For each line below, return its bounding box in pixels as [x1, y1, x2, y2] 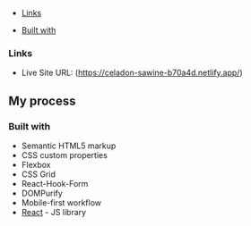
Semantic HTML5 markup [21, 140, 117, 151]
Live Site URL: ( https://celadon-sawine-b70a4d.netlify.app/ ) [21, 67, 243, 79]
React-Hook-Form [21, 178, 89, 188]
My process [8, 93, 76, 108]
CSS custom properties [21, 149, 108, 160]
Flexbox [21, 159, 51, 170]
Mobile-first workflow [21, 197, 102, 208]
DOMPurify [21, 188, 64, 198]
